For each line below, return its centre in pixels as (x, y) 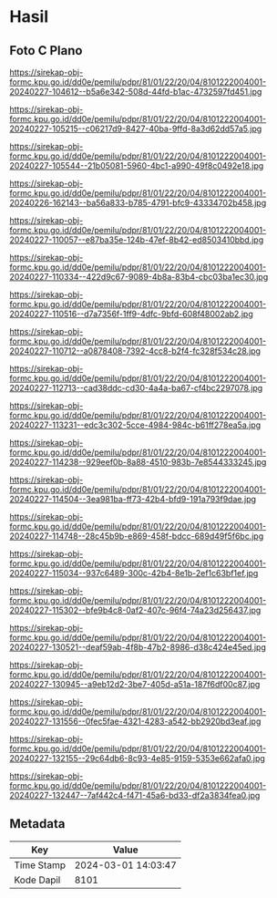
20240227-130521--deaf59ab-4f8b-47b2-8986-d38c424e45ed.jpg (138, 647)
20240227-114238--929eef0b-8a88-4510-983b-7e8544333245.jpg (138, 462)
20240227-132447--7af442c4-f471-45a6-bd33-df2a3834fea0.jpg (135, 795)
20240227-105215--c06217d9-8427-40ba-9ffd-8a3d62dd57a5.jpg (136, 129)
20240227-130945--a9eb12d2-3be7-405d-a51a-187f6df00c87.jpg (135, 684)
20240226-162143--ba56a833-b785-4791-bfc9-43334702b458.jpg (138, 203)
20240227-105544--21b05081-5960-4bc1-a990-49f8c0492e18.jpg (137, 165)
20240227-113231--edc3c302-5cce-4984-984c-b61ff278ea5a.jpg (135, 425)
